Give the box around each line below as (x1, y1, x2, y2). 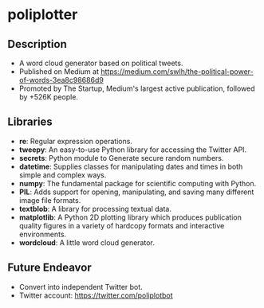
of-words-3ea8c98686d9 (18, 76, 104, 84)
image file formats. (18, 195, 81, 205)
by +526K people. (18, 92, 79, 101)
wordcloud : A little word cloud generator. (18, 237, 155, 248)
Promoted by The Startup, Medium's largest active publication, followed (18, 84, 255, 93)
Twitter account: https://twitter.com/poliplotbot (18, 290, 173, 300)
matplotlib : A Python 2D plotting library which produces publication (18, 212, 242, 222)
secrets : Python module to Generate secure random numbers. (18, 153, 224, 162)
